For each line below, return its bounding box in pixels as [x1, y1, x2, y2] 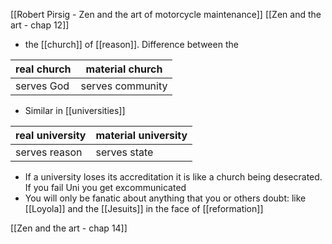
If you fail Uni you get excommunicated [24, 182, 187, 193]
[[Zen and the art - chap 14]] [10, 222, 128, 234]
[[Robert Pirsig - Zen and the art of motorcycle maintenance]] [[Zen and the [10, 9, 322, 20]
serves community [80, 79, 168, 93]
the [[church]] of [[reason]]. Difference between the [24, 39, 239, 50]
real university [15, 129, 87, 142]
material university [95, 129, 188, 142]
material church [85, 62, 163, 76]
